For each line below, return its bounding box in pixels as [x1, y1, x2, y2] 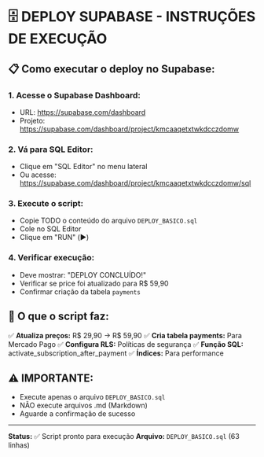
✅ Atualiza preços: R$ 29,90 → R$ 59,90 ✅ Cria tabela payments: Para [8, 330, 242, 340]
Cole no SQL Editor [19, 224, 82, 234]
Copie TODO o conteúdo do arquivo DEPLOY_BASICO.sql [19, 216, 198, 226]
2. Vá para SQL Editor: [8, 144, 93, 155]
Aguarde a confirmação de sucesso [19, 409, 136, 418]
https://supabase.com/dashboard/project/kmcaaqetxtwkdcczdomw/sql [19, 179, 251, 188]
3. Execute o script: [8, 198, 84, 209]
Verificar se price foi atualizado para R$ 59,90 [19, 278, 169, 288]
